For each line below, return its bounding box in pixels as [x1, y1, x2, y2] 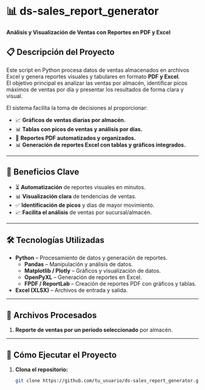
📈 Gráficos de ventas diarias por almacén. [15, 116, 126, 123]
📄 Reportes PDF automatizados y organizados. [15, 134, 136, 142]
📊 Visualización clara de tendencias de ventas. [15, 192, 137, 200]
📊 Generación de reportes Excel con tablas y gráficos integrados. [15, 141, 186, 148]
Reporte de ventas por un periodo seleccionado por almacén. [15, 327, 173, 334]
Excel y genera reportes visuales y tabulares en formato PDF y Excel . [6, 73, 180, 80]
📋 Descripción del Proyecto [6, 47, 115, 57]
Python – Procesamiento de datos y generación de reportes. [15, 254, 168, 262]
